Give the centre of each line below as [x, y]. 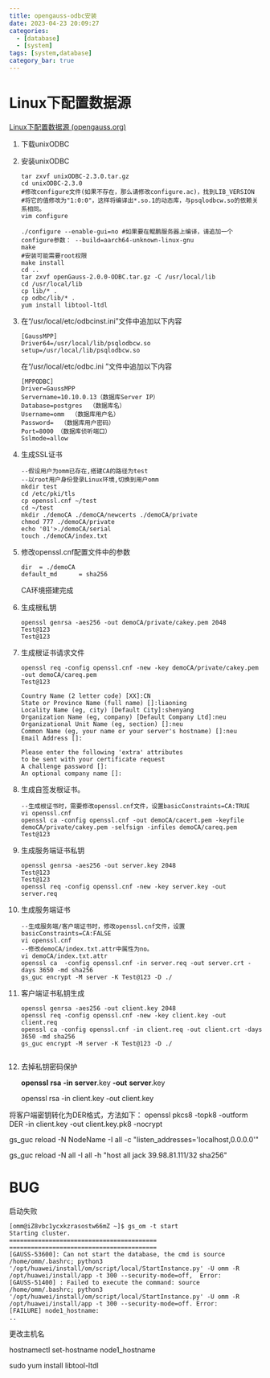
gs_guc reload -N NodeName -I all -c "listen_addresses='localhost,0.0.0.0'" [134, 1139]
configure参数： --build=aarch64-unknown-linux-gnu [107, 240]
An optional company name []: [72, 774]
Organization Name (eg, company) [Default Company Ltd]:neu [123, 717]
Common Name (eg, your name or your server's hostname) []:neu [129, 731]
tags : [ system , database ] [51, 53]
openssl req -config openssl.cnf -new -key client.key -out [123, 1015]
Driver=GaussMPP [48, 388]
